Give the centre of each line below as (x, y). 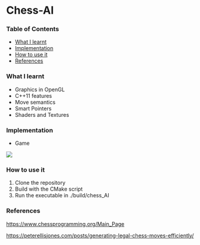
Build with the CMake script (49, 189)
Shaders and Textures (42, 114)
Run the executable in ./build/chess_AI (62, 196)
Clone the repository (40, 183)
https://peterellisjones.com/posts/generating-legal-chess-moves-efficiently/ (100, 235)
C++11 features (33, 95)
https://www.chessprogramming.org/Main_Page (65, 224)
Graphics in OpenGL (40, 89)
